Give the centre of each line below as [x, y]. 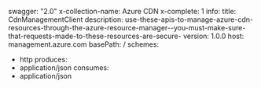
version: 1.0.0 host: [214, 36]
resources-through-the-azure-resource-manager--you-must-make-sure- [127, 28]
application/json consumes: [64, 68]
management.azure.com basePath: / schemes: [84, 44]
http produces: [44, 59]
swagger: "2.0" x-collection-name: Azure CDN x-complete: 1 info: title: [122, 11]
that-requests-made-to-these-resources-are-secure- [95, 36]
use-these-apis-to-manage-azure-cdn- [189, 19]
